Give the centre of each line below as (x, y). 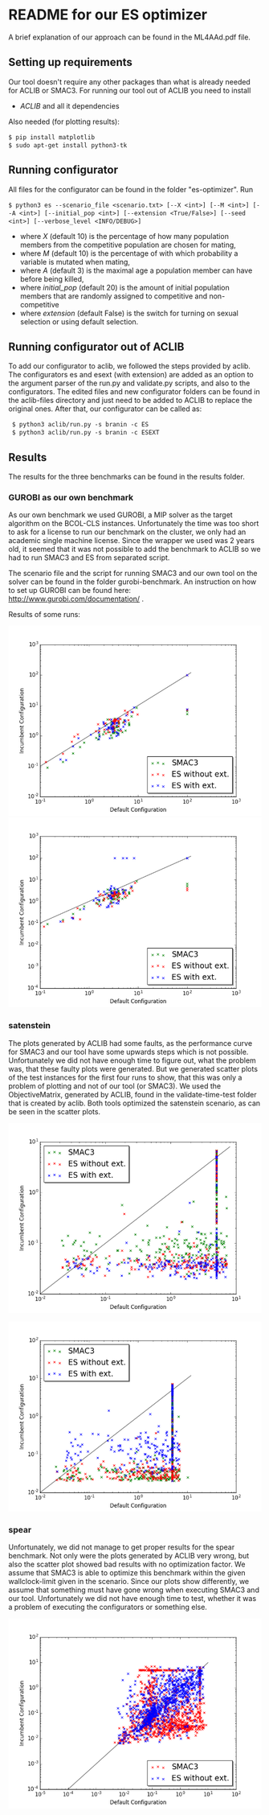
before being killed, (52, 278)
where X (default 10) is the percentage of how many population (124, 236)
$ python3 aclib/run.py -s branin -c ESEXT (86, 433)
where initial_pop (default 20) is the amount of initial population (125, 287)
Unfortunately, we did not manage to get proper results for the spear (122, 1547)
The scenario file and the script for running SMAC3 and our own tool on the (133, 574)
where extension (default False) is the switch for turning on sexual (129, 313)
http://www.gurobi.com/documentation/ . (76, 599)
